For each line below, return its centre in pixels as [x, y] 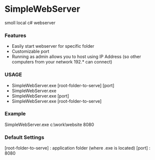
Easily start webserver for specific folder [53, 46]
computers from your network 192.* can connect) [62, 62]
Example [15, 114]
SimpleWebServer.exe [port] [40, 96]
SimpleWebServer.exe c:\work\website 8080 [49, 125]
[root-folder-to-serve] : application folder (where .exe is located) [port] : [77, 148]
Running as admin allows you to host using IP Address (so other [76, 57]
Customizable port [31, 51]
